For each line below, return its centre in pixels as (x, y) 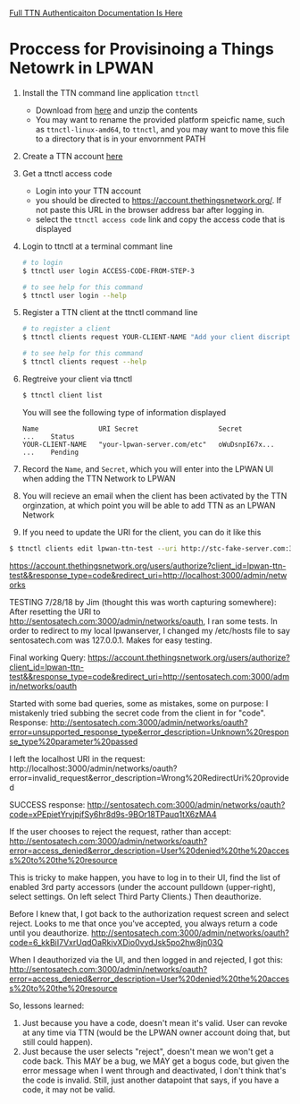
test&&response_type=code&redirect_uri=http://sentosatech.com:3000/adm (150, 676)
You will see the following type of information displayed (124, 412)
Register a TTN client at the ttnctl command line (110, 312)
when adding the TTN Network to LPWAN (99, 478)
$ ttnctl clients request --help (84, 362)
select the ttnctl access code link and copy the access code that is (160, 219)
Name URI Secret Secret (132, 429)
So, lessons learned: (47, 1006)
